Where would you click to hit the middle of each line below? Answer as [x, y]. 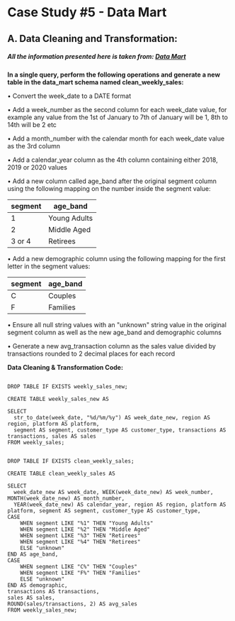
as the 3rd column [34, 145]
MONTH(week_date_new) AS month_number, [66, 498]
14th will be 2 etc [32, 124]
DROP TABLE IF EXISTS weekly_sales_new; [68, 386]
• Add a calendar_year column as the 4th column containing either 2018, [113, 160]
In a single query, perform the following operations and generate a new [114, 75]
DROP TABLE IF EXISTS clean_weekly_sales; [71, 461]
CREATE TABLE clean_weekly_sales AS [61, 473]
